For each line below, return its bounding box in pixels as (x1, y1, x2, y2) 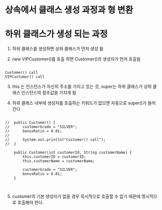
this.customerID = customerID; (22, 154, 86, 159)
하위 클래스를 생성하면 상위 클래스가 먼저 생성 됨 (12, 46, 103, 52)
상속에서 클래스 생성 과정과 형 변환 (5, 4, 133, 16)
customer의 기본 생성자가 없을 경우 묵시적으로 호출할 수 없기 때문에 (12, 193, 141, 199)
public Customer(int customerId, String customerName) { (14, 150, 132, 155)
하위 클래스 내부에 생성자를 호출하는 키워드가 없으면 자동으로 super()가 (12, 100, 147, 106)
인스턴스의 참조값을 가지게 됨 (21, 90, 77, 96)
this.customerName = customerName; (22, 159, 95, 164)
